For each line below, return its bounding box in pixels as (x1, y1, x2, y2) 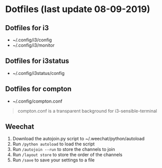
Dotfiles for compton (5, 85, 72, 94)
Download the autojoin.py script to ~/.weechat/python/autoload (12, 136, 145, 142)
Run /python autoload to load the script (12, 141, 95, 147)
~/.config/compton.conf (12, 98, 63, 104)
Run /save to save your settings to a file (12, 157, 95, 163)
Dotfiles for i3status (5, 57, 70, 65)
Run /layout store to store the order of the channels (12, 152, 123, 158)
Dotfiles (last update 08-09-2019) (5, 4, 150, 15)
